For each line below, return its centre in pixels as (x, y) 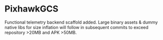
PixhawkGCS (31, 9)
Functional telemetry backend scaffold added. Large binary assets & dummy (81, 22)
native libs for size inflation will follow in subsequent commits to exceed (77, 27)
